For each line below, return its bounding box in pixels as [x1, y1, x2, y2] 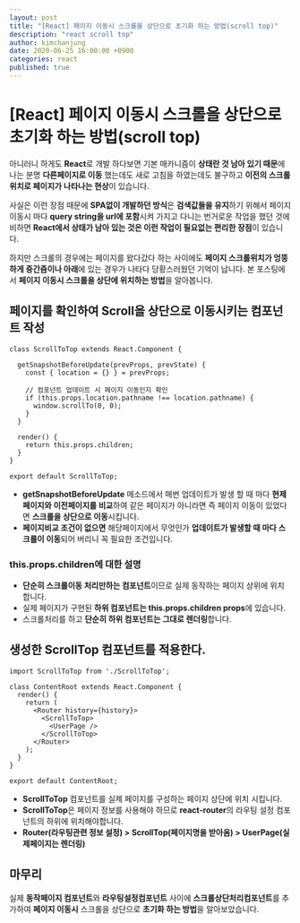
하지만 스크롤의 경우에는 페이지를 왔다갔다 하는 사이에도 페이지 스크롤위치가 [9, 252, 272, 263]
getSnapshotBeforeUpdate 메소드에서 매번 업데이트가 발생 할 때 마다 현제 [21, 488, 287, 499]
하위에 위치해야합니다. [46, 815, 124, 826]
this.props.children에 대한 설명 [9, 557, 141, 570]
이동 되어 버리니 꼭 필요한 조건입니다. [46, 533, 173, 544]
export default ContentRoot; [9, 776, 118, 785]
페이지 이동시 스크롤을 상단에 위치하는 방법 [18, 274, 166, 285]
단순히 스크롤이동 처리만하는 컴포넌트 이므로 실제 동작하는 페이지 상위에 [21, 580, 269, 591]
